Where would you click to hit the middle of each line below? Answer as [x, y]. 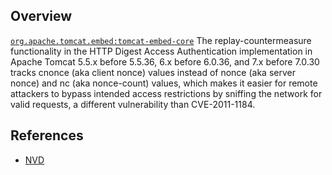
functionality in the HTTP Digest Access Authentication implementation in [161, 51]
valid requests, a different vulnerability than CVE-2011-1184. [133, 104]
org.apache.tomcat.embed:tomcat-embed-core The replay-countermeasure [161, 40]
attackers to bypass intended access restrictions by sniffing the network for [166, 93]
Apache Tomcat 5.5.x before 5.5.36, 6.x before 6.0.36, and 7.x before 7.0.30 [165, 61]
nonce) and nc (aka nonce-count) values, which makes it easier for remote [164, 83]
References [47, 135]
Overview [41, 16]
